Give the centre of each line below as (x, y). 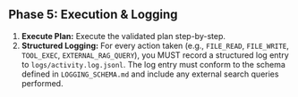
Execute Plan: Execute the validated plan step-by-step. (123, 36)
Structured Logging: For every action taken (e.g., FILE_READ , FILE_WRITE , (155, 45)
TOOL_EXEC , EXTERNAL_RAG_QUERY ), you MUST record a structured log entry (155, 55)
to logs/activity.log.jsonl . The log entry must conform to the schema (153, 64)
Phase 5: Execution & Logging (93, 15)
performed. (42, 83)
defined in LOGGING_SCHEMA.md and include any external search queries (150, 74)
